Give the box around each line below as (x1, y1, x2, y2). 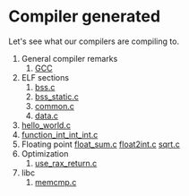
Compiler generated (8, 6, 161, 27)
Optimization (21, 148, 69, 158)
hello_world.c (21, 119, 71, 131)
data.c (34, 110, 59, 121)
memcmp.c (34, 176, 77, 187)
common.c (34, 100, 75, 111)
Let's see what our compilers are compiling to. (8, 36, 180, 47)
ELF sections (21, 72, 69, 82)
